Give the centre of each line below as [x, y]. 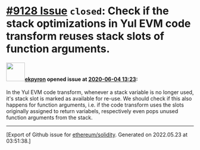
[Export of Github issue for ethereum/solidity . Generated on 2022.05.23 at [97, 135]
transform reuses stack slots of [85, 36]
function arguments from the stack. [49, 118]
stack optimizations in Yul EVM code [99, 24]
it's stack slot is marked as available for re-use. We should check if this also [99, 99]
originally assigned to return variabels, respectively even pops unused [92, 111]
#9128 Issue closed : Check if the [87, 11]
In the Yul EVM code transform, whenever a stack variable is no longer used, [100, 92]
